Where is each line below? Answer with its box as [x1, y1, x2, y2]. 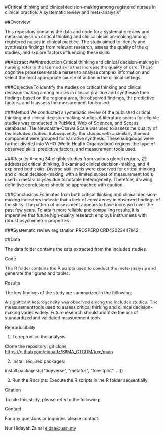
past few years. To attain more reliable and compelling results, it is [5, 207, 139, 213]
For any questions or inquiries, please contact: [5, 416, 99, 421]
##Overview [5, 19, 31, 25]
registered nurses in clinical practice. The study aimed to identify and [5, 39, 146, 45]
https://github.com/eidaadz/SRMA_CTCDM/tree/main [5, 349, 113, 354]
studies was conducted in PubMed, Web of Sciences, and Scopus [5, 120, 139, 126]
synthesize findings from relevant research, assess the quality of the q [5, 44, 148, 50]
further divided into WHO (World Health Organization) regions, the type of [5, 141, 155, 147]
